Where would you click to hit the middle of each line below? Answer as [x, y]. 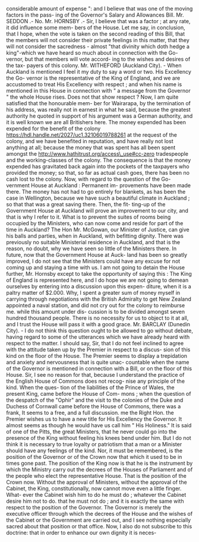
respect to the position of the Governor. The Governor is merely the [89, 507]
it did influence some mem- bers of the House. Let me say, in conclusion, [96, 27]
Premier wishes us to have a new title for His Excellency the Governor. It [94, 419]
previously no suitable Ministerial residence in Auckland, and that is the [93, 242]
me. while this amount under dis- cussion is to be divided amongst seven [96, 312]
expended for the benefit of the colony [53, 128]
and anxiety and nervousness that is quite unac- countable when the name [98, 362]
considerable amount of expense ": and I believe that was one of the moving [99, 9]
